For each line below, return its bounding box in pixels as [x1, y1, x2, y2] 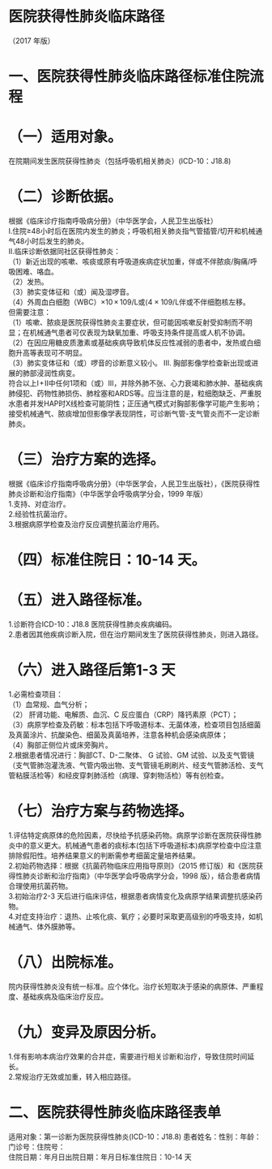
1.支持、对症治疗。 [8, 498, 70, 508]
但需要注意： [8, 308, 51, 317]
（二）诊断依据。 [8, 188, 123, 206]
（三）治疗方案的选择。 [8, 451, 165, 469]
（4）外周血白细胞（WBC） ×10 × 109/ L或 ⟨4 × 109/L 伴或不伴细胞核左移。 [8, 297, 251, 307]
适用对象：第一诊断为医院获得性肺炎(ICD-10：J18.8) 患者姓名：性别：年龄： [8, 1132, 261, 1141]
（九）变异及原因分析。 [8, 1024, 165, 1042]
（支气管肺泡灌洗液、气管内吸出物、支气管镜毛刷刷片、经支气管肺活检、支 [8, 761, 257, 770]
